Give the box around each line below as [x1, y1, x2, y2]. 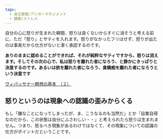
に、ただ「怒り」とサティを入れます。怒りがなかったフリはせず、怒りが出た [5, 36, 158, 42]
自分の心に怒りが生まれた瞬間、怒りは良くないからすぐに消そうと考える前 [5, 30, 154, 36]
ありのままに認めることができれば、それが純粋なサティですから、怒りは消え [5, 52, 159, 58]
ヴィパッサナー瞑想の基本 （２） [5, 81, 72, 87]
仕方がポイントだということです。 [5, 129, 73, 135]
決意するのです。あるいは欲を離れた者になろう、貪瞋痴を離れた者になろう [5, 65, 154, 70]
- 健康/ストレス [9, 16, 38, 21]
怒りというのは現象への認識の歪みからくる [5, 97, 133, 105]
